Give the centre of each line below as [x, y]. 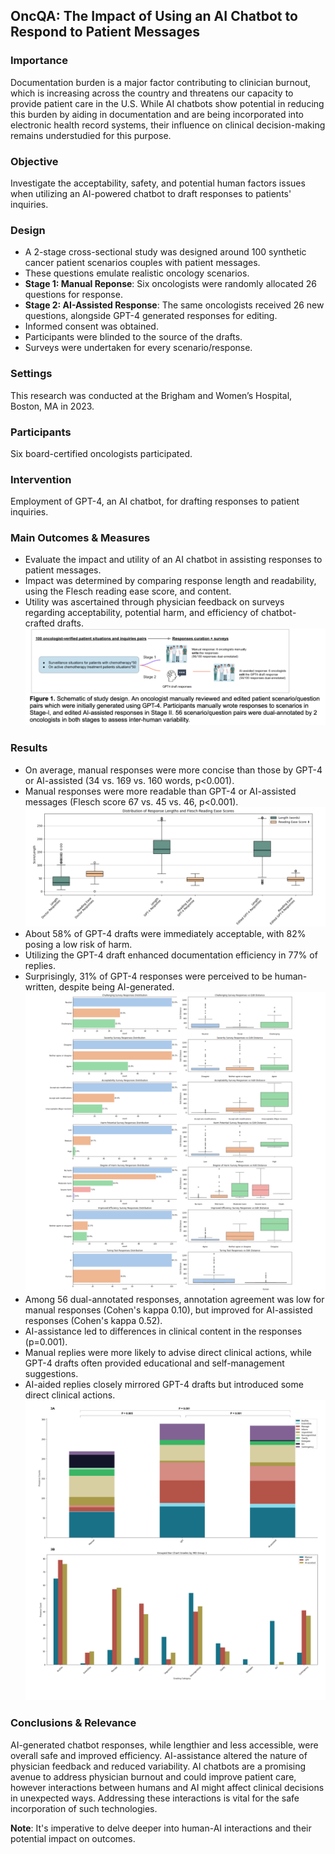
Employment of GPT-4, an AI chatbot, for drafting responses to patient [155, 501]
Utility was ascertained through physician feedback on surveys [154, 602]
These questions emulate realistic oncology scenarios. [137, 273]
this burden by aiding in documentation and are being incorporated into [157, 114]
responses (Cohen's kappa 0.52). [93, 1321]
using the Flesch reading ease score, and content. [128, 591]
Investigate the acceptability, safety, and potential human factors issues [158, 183]
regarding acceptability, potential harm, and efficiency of [141, 613]
